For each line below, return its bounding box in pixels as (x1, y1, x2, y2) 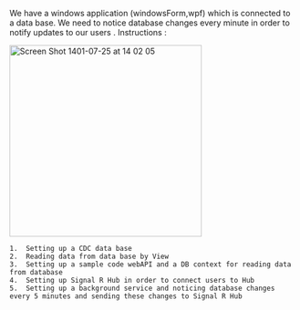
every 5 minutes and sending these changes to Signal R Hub (9, 292, 243, 301)
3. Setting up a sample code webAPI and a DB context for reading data (9, 260, 292, 269)
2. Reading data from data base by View (9, 252, 170, 261)
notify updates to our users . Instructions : (9, 27, 167, 37)
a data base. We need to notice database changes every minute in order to (9, 17, 290, 28)
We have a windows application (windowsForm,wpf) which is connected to (9, 8, 291, 18)
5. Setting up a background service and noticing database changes (9, 284, 275, 293)
